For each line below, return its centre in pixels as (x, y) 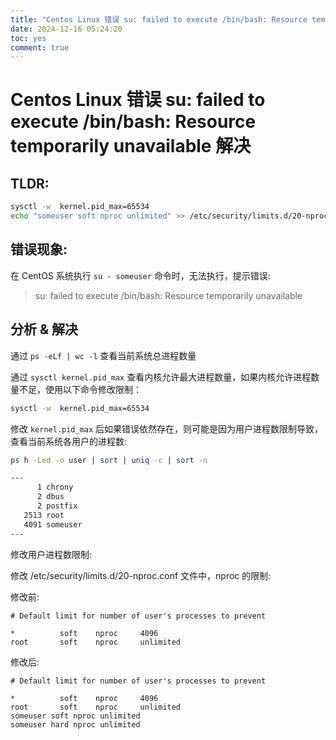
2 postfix (57, 506)
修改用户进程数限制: (51, 554)
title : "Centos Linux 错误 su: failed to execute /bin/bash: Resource (159, 19)
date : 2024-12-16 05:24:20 (66, 29)
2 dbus (50, 497)
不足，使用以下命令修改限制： (80, 389)
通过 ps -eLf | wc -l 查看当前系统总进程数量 (103, 355)
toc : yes (28, 38)
